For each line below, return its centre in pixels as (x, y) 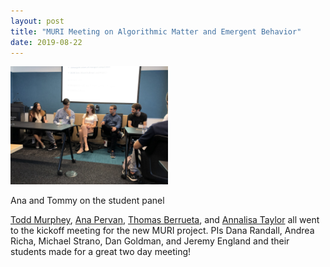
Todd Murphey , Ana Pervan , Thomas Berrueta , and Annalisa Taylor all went (165, 220)
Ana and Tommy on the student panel (87, 201)
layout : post (37, 21)
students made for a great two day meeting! (101, 252)
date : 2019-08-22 (46, 42)
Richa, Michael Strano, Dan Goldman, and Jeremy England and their (150, 241)
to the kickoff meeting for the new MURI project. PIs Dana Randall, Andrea (162, 231)
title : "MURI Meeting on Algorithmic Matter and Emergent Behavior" (156, 31)
